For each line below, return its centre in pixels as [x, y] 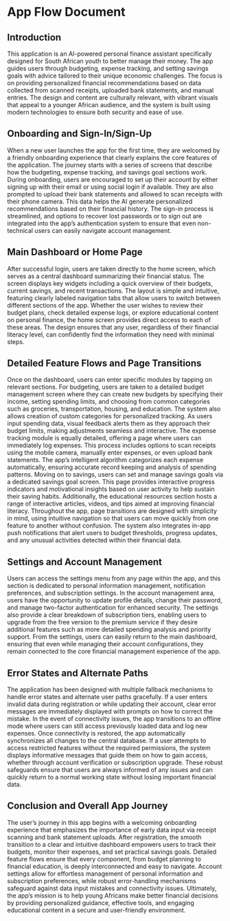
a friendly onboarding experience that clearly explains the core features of [112, 157]
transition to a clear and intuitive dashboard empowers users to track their [112, 844]
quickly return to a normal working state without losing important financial [112, 777]
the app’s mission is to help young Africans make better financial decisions [113, 895]
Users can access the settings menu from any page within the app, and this [114, 578]
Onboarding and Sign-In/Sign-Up [80, 134]
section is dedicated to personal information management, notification [106, 586]
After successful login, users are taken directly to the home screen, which [112, 269]
